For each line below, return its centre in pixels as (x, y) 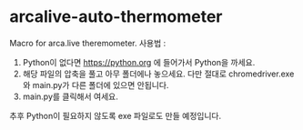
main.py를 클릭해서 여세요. (70, 96)
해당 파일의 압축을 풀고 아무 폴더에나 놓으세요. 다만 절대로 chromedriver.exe (158, 74)
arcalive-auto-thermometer (116, 17)
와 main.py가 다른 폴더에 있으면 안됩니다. (96, 85)
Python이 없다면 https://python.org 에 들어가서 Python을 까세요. (139, 62)
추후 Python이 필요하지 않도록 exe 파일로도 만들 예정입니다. (115, 115)
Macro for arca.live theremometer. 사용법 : (88, 43)
